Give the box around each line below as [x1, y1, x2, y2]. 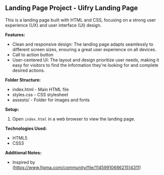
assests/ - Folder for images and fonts [12, 97, 90, 103]
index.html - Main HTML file [12, 86, 69, 92]
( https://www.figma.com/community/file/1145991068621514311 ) [12, 164, 141, 170]
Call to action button [12, 52, 54, 58]
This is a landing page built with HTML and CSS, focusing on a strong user [5, 17, 156, 23]
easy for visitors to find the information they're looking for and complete [12, 62, 159, 68]
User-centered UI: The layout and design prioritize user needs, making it [12, 57, 159, 63]
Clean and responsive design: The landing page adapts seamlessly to [12, 41, 154, 47]
